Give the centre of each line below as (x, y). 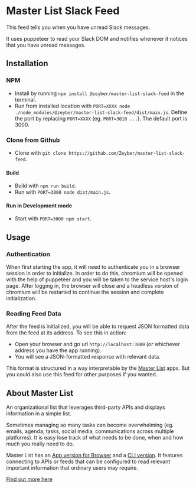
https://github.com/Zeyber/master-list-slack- (127, 153)
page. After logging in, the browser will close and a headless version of (92, 286)
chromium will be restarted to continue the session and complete (85, 292)
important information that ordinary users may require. (72, 468)
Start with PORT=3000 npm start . (53, 219)
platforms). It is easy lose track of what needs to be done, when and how (95, 438)
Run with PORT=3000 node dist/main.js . (63, 192)
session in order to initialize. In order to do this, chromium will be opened (94, 274)
